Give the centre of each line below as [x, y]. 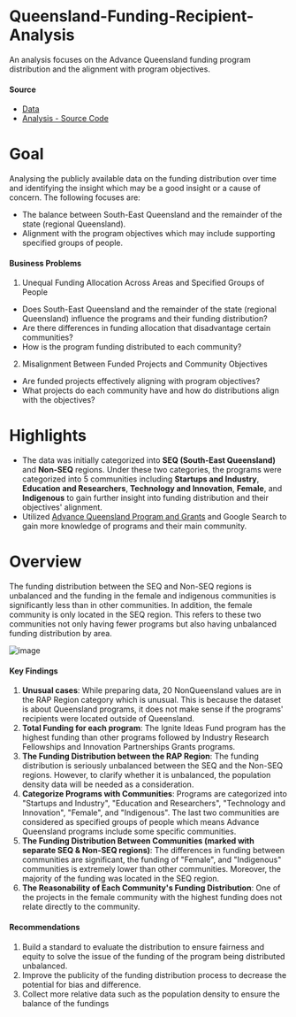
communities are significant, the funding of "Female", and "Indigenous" [152, 859]
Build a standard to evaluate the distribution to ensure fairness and [143, 947]
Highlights [48, 436]
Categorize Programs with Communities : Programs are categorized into [154, 794]
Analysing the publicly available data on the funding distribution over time [143, 179]
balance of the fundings [65, 1003]
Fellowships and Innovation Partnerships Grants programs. [129, 747]
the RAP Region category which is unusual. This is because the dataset [151, 700]
